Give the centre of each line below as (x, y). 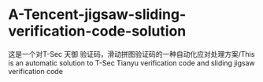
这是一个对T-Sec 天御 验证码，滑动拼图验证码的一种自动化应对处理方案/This (131, 54)
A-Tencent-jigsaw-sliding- (97, 15)
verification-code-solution (97, 31)
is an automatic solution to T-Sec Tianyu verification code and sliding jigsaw (131, 63)
